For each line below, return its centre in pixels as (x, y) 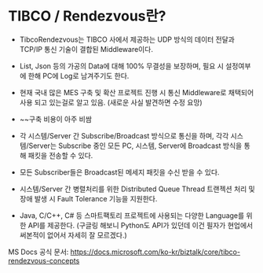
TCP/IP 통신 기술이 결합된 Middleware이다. (86, 49)
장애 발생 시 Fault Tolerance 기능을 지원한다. (88, 198)
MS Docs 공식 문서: (38, 252)
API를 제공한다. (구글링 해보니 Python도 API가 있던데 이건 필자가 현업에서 (141, 225)
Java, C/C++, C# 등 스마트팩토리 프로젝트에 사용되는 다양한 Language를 (132, 215)
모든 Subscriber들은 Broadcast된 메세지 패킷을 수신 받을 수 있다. (119, 172)
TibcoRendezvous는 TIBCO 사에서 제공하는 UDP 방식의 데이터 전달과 (127, 39)
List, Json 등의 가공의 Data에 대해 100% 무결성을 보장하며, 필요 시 (121, 66)
